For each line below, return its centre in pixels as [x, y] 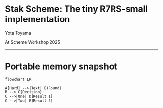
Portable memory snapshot [61, 66]
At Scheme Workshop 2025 [33, 42]
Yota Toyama [18, 33]
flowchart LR [18, 79]
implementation [38, 19]
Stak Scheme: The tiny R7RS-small [76, 9]
